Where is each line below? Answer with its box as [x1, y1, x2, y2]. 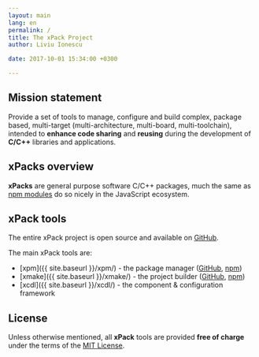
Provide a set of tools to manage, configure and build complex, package [8, 112, 242, 121]
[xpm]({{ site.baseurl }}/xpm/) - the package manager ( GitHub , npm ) [19, 263, 242, 273]
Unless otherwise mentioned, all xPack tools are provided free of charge [8, 333, 245, 342]
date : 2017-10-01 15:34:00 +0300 [8, 55, 118, 63]
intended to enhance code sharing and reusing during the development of [8, 128, 252, 138]
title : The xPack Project [8, 33, 93, 42]
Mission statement [8, 91, 102, 105]
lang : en [8, 19, 37, 27]
